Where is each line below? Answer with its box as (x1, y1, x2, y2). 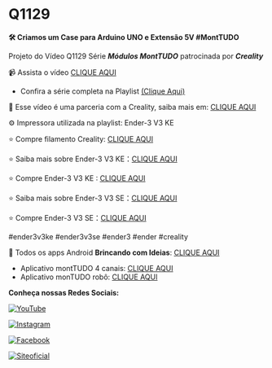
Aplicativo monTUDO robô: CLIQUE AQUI (20, 272, 158, 282)
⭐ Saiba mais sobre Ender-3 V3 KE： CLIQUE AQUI (8, 154, 178, 164)
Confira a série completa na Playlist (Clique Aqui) (20, 86, 186, 96)
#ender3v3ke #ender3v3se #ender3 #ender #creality (8, 231, 189, 241)
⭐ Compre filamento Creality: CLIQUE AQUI (8, 134, 154, 143)
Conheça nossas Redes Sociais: (8, 287, 120, 297)
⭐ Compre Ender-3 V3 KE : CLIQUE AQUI (8, 173, 146, 183)
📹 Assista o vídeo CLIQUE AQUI (8, 67, 116, 77)
